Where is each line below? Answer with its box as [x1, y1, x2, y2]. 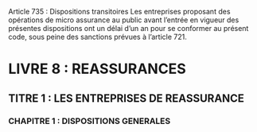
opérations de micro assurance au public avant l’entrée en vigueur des [8, 15, 239, 25]
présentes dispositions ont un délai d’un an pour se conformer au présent [8, 24, 249, 33]
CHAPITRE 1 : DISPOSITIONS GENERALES [8, 115, 171, 126]
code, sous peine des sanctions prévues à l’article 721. [8, 32, 187, 41]
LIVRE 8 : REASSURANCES [8, 60, 187, 78]
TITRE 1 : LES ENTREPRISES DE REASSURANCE [8, 91, 245, 105]
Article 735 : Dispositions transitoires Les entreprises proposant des [8, 7, 231, 16]
